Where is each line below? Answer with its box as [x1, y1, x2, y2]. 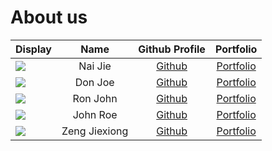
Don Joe [74, 75, 115, 89]
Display [15, 42, 52, 56]
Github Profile [138, 42, 206, 56]
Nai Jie [78, 59, 112, 73]
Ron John [72, 91, 118, 105]
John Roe [72, 107, 118, 121]
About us [10, 6, 88, 29]
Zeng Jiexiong [61, 124, 129, 138]
